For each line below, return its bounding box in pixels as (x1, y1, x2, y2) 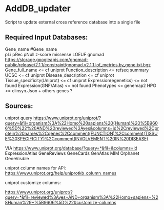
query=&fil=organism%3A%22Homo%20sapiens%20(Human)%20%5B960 (5, 120, 158, 126)
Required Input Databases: (5, 33, 88, 42)
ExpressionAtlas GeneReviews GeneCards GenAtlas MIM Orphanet (5, 150, 140, 156)
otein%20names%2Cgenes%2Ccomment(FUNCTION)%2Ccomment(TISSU (5, 130, 158, 136)
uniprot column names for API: (5, 165, 66, 171)
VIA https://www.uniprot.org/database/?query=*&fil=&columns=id (5, 145, 138, 151)
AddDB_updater (5, 3, 71, 14)
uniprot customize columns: (5, 179, 61, 186)
